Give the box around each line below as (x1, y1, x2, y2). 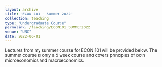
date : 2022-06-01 (5, 34, 40, 39)
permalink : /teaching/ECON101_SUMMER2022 (5, 25, 91, 30)
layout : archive (5, 7, 38, 12)
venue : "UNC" (5, 29, 32, 34)
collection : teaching (5, 16, 49, 21)
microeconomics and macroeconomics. (5, 57, 84, 63)
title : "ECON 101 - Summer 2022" (5, 12, 73, 16)
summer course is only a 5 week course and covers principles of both (5, 52, 145, 58)
